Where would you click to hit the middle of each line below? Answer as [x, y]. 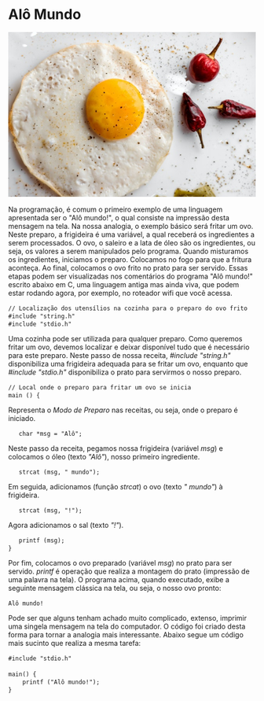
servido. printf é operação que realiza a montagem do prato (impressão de [129, 571]
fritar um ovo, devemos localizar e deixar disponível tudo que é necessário [129, 347]
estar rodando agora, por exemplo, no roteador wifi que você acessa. [121, 293]
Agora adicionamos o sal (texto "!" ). [66, 526]
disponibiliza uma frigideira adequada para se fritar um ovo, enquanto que [128, 364]
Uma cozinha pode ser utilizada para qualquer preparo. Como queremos [125, 339]
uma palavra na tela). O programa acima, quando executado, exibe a [119, 580]
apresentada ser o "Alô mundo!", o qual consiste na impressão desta [119, 218]
